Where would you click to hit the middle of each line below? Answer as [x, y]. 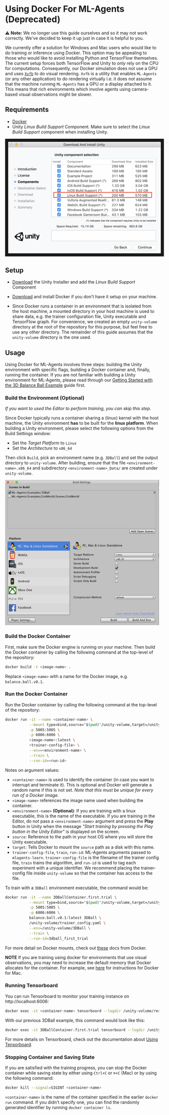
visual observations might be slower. [55, 94]
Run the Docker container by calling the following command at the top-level [81, 704]
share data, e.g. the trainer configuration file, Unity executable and [79, 317]
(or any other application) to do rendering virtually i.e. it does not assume [79, 79]
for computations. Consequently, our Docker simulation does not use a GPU [81, 68]
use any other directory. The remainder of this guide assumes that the [82, 332]
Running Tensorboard [32, 985]
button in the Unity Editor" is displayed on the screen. [66, 831]
